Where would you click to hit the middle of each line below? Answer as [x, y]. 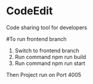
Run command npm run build [50, 57]
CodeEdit [30, 11]
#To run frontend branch [36, 39]
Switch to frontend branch [47, 50]
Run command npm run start [50, 63]
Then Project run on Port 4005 [44, 74]
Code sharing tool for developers [47, 27]
